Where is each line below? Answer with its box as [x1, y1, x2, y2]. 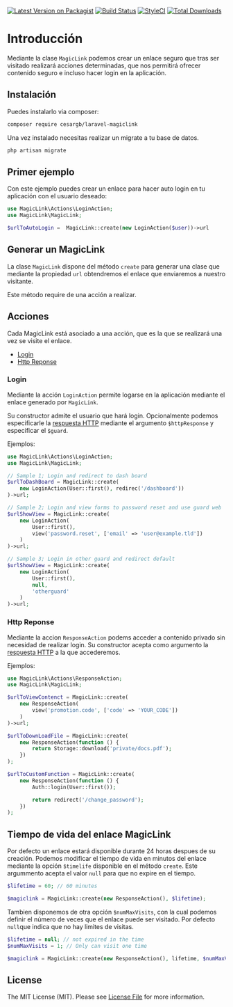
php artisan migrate [7, 147, 67, 154]
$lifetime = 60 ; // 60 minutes [7, 882, 98, 890]
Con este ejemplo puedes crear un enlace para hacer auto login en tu [7, 184, 206, 193]
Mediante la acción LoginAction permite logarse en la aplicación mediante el [7, 390, 225, 399]
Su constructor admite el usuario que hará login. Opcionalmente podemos [7, 411, 218, 420]
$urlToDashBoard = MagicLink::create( [7, 479, 119, 486]
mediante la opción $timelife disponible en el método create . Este [7, 862, 198, 870]
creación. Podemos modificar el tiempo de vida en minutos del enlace [7, 855, 207, 863]
